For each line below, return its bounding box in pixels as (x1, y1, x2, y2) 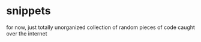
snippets (6, 4, 51, 18)
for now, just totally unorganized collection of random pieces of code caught (6, 24, 195, 31)
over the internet (6, 30, 47, 37)
